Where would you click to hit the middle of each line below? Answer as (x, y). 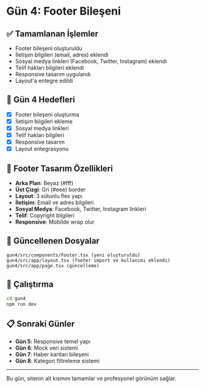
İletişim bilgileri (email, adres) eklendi (62, 55)
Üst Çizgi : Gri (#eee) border (50, 189)
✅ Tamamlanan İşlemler (52, 34)
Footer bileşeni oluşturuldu (49, 48)
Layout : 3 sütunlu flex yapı (49, 196)
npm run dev (21, 304)
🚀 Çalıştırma (30, 284)
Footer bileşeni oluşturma (47, 115)
